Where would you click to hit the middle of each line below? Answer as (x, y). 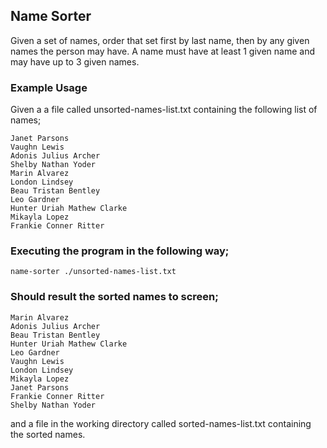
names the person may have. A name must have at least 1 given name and (163, 51)
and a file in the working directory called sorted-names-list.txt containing (161, 423)
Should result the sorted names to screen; (114, 297)
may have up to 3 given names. (75, 61)
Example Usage (49, 87)
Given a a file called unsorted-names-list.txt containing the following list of (164, 110)
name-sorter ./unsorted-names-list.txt (93, 272)
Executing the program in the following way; (120, 251)
